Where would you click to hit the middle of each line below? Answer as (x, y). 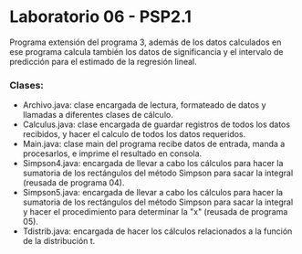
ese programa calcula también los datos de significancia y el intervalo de (147, 51)
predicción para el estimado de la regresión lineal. (104, 61)
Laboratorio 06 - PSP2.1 (100, 17)
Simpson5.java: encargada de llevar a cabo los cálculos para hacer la (153, 193)
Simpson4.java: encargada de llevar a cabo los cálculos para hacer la (153, 164)
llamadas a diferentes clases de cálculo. (98, 115)
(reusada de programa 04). (73, 183)
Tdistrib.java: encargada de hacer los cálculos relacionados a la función (157, 231)
